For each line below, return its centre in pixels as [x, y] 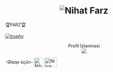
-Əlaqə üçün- [19, 62]
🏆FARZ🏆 [15, 24]
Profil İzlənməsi [84, 46]
